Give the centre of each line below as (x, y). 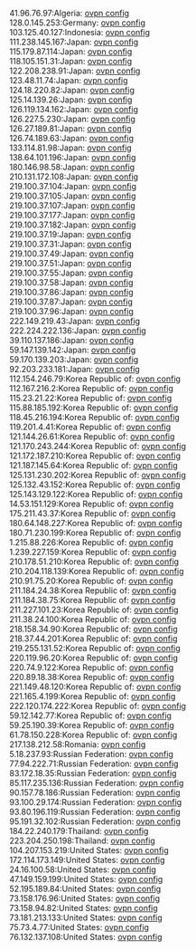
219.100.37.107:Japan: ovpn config (72, 206)
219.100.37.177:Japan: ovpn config (72, 215)
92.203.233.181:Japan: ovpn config (75, 369)
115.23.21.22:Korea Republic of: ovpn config (91, 398)
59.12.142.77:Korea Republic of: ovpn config (90, 716)
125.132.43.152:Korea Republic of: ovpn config (95, 485)
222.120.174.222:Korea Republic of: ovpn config (98, 706)
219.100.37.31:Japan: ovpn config (71, 244)
